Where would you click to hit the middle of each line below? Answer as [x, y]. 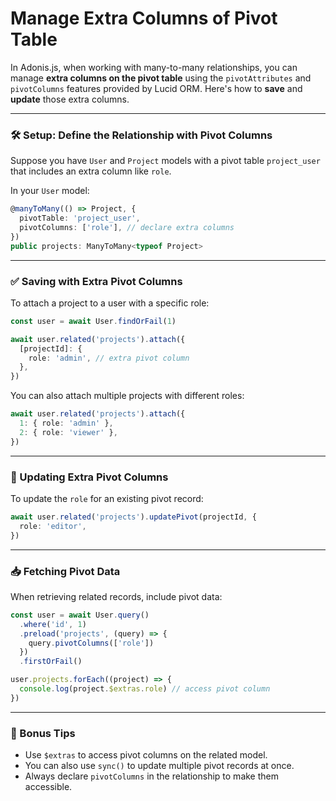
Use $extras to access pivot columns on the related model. [146, 755]
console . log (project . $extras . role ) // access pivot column [145, 689]
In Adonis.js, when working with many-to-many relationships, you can [154, 67]
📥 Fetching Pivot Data [65, 571]
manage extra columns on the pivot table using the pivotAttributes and [161, 78]
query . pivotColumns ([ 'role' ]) [91, 643]
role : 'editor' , [53, 526]
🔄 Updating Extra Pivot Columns [89, 477]
